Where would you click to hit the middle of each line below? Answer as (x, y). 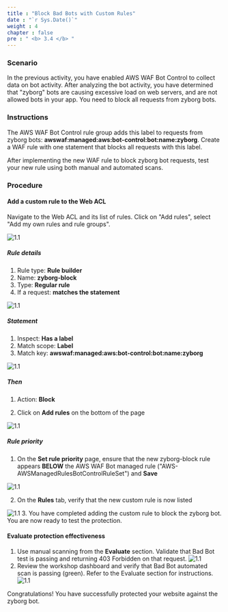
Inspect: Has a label (45, 338)
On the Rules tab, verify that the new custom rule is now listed (104, 500)
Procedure (25, 185)
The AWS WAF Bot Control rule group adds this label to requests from (105, 132)
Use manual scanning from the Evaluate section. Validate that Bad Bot (116, 551)
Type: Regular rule (43, 284)
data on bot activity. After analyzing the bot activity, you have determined (110, 85)
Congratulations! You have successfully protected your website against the (113, 593)
